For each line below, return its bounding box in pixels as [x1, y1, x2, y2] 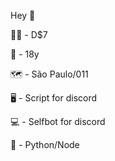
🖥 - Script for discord [10, 92, 98, 104]
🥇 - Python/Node [10, 139, 80, 150]
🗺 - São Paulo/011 [10, 68, 89, 80]
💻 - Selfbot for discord [10, 116, 106, 127]
